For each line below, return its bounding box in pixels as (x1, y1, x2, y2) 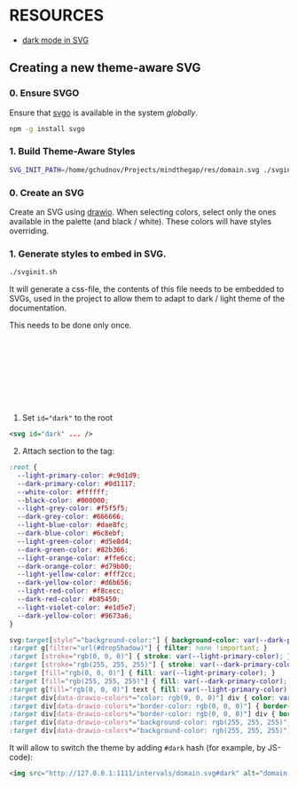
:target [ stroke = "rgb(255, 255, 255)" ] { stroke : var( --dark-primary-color (9, 660, 295, 670)
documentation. (9, 303, 67, 313)
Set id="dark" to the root (21, 413, 113, 423)
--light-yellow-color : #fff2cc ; (17, 570, 137, 579)
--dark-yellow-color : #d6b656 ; (17, 578, 133, 587)
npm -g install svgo (9, 124, 86, 133)
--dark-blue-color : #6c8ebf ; (17, 529, 125, 538)
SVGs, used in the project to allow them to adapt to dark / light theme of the (9, 294, 286, 304)
